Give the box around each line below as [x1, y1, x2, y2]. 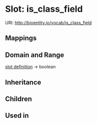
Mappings [5, 34, 37, 42]
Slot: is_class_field [5, 3, 83, 15]
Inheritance [5, 78, 41, 87]
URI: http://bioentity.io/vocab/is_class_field [5, 20, 92, 26]
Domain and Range [5, 51, 65, 59]
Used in [5, 112, 29, 120]
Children [5, 94, 32, 103]
